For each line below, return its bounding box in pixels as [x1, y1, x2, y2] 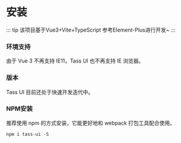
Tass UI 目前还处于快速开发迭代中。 [6, 88, 94, 95]
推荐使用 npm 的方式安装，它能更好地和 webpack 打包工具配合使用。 [6, 119, 176, 126]
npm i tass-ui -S [6, 131, 49, 137]
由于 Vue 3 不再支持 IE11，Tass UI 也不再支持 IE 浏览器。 [6, 57, 144, 64]
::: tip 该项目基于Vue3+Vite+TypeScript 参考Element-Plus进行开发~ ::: [6, 26, 176, 33]
